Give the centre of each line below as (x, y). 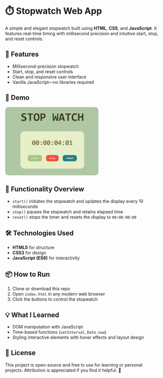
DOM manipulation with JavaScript (47, 327)
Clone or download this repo (41, 289)
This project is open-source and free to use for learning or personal (74, 365)
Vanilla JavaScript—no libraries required (53, 82)
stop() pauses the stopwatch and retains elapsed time (68, 212)
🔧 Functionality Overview (45, 189)
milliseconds (25, 206)
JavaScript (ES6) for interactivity (46, 258)
